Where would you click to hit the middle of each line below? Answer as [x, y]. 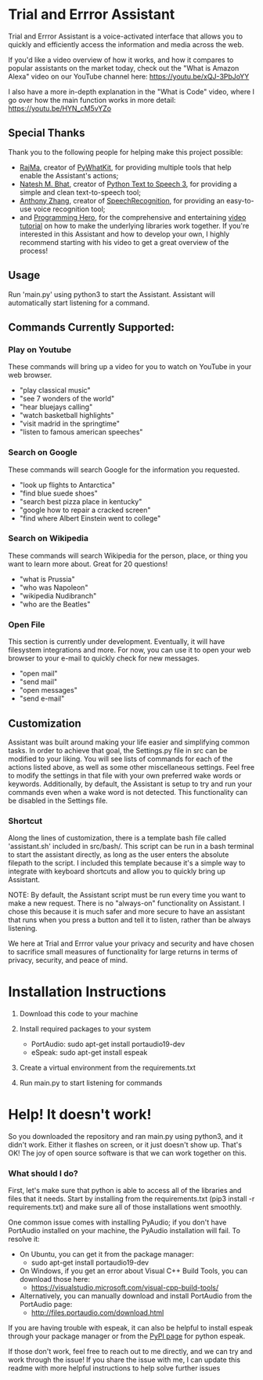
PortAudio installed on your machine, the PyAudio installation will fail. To [124, 1231]
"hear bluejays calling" [56, 407]
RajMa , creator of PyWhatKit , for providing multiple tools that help [126, 167]
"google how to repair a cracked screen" [85, 510]
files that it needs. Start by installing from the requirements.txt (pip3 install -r [131, 1199]
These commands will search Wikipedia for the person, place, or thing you [128, 555]
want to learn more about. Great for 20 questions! [88, 564]
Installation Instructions [87, 992]
